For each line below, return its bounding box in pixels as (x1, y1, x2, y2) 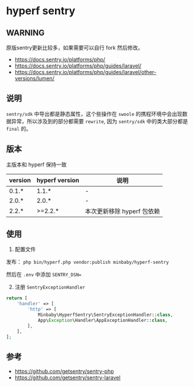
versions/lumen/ (14, 75, 55, 82)
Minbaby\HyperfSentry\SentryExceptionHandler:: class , (37, 312, 173, 318)
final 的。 (6, 125, 31, 132)
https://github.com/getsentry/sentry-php (14, 368, 114, 375)
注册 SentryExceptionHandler (14, 283, 86, 291)
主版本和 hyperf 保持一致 (6, 161, 67, 168)
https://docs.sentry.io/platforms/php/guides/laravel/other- (14, 69, 157, 75)
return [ (6, 295, 28, 301)
